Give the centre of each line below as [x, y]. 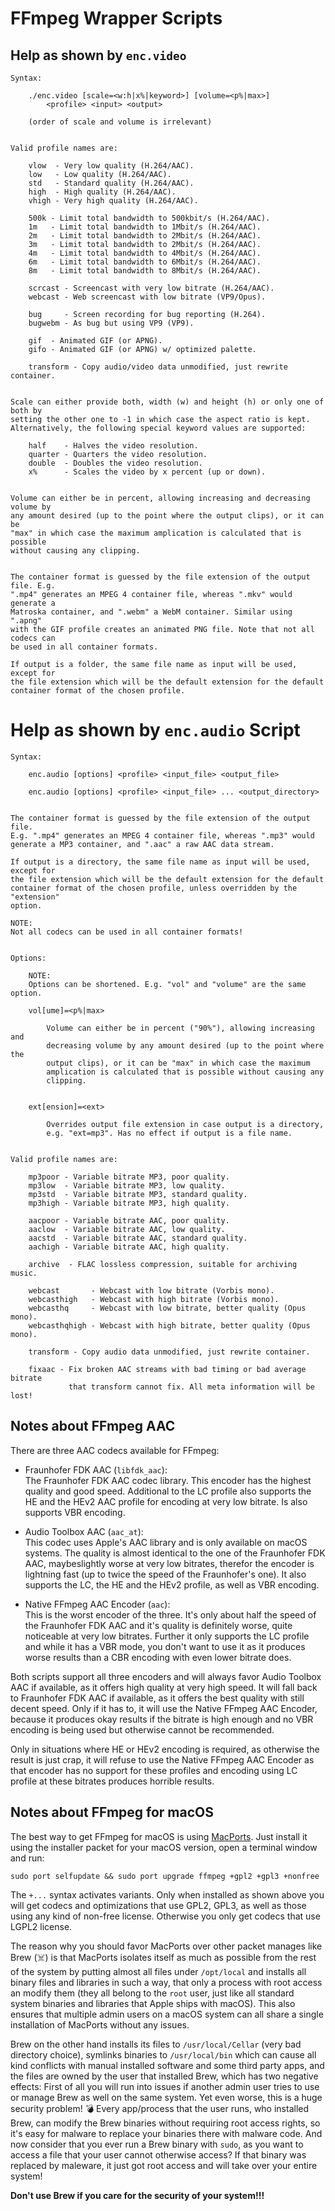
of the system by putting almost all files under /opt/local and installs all [158, 1971]
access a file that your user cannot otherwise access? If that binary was [158, 2154]
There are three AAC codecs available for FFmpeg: [115, 1450]
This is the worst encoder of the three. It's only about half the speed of [170, 1614]
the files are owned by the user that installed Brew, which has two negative [164, 2076]
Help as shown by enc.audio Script [155, 730]
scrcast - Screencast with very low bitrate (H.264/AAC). [151, 288]
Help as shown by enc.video [98, 55]
